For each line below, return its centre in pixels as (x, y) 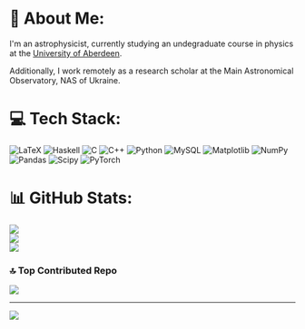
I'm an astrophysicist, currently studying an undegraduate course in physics (152, 44)
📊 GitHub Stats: (71, 198)
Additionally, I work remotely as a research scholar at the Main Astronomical (152, 71)
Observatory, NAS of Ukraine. (65, 80)
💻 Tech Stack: (65, 119)
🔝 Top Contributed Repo (64, 270)
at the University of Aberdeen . (66, 53)
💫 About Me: (57, 19)
